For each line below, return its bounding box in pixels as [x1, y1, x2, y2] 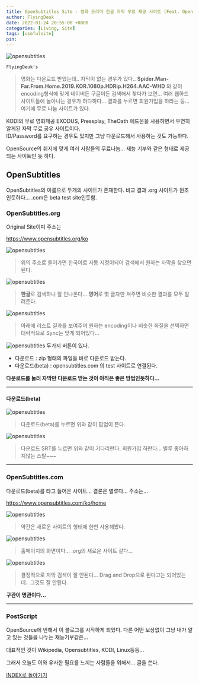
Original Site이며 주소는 [6, 223, 62, 230]
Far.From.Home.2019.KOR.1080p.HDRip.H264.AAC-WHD [20, 83, 165, 90]
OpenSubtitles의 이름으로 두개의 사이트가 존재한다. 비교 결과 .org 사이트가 [6, 186, 178, 194]
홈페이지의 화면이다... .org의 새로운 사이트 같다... [20, 547, 133, 554]
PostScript [6, 612, 37, 620]
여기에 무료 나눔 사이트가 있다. [20, 105, 91, 112]
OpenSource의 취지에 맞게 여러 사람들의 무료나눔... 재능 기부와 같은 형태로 [6, 145, 179, 152]
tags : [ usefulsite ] [6, 31, 54, 37]
